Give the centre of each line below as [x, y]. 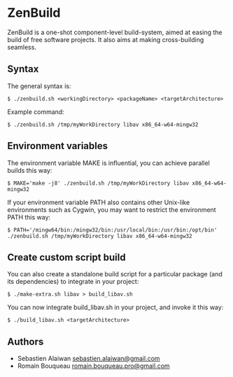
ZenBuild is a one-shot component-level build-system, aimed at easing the [115, 32]
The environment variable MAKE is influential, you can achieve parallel [108, 163]
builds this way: [30, 170]
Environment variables [58, 146]
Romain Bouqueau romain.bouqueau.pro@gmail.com [93, 366]
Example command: [36, 112]
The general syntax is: [39, 86]
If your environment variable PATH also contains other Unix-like [99, 202]
